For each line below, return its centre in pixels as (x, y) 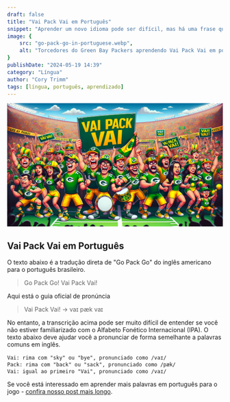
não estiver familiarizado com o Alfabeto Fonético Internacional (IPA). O (108, 330)
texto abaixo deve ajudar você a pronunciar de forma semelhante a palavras (114, 337)
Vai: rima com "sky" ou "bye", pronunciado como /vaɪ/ (87, 358)
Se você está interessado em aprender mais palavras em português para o (112, 384)
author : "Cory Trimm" (38, 79)
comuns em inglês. (34, 344)
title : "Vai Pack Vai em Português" (59, 22)
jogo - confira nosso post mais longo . (60, 392)
